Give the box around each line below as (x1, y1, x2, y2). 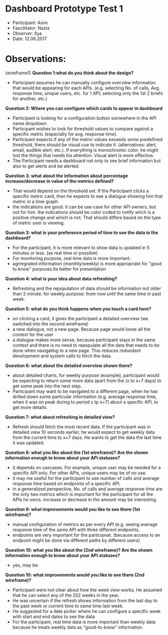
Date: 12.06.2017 (12, 36, 47, 42)
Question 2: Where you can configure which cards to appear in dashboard (5, 105, 163, 111)
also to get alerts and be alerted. (12, 163, 80, 169)
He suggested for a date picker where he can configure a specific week (12, 608, 161, 614)
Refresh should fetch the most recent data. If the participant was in (12, 424, 151, 430)
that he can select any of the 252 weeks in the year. (12, 592, 120, 598)
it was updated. (12, 440, 45, 446)
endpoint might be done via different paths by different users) (12, 537, 140, 543)
